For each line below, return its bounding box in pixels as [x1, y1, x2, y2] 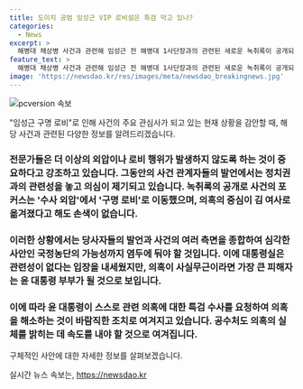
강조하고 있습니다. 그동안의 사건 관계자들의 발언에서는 [45, 166, 263, 179]
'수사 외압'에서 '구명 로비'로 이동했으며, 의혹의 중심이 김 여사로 [37, 193, 291, 206]
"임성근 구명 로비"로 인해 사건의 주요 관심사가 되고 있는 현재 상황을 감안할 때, [9, 116, 279, 127]
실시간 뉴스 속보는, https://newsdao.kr [9, 369, 147, 380]
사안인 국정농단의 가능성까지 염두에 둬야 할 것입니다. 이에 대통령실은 [9, 247, 285, 260]
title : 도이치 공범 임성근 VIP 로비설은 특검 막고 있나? [9, 13, 194, 23]
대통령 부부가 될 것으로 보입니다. [30, 274, 162, 287]
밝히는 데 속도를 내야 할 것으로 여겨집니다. [28, 328, 198, 340]
